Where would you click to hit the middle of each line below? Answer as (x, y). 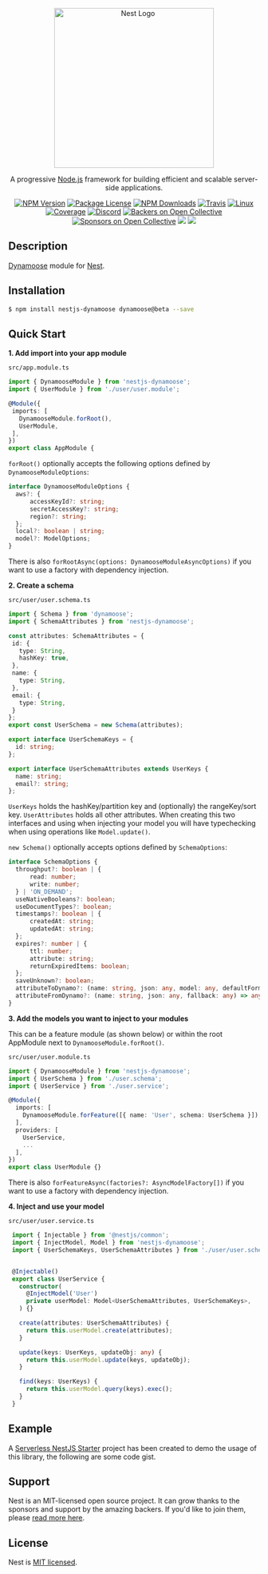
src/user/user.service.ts (51, 1221)
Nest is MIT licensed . (43, 1562)
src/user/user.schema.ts (49, 600)
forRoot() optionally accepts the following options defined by (109, 464)
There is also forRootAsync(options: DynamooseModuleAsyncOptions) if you (130, 562)
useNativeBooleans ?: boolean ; (65, 899)
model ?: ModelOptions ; (53, 539)
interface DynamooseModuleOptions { (69, 487)
